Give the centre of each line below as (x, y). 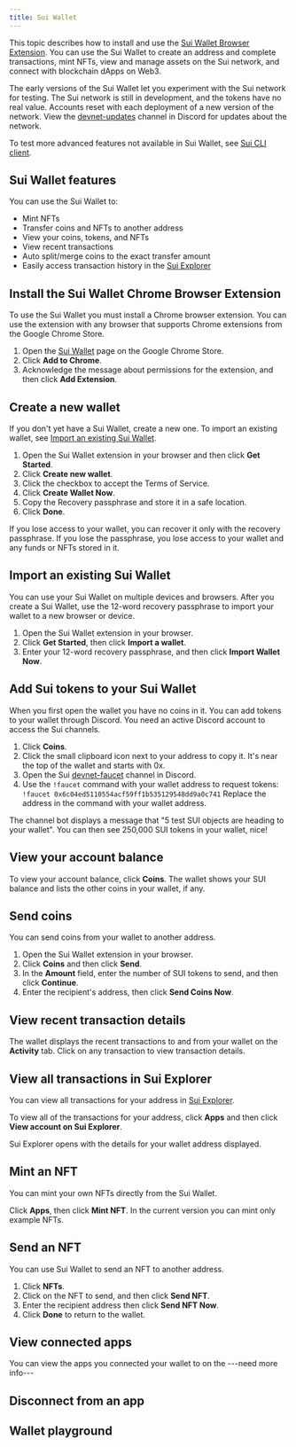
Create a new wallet (65, 407)
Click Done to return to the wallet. (84, 1314)
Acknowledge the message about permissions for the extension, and (148, 370)
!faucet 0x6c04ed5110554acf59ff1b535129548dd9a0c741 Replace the (144, 794)
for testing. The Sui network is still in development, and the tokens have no (145, 98)
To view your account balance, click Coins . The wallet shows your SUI (137, 879)
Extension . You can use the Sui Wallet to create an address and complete (143, 52)
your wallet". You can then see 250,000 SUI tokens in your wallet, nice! (139, 829)
